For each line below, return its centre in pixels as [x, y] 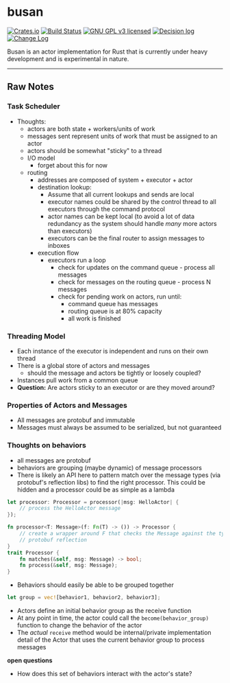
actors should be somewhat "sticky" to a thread [94, 150]
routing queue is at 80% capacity [115, 311]
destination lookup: [64, 187]
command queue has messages [113, 303]
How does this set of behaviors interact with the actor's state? [104, 674]
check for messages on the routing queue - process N [134, 281]
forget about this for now [73, 165]
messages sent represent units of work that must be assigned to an [122, 136]
